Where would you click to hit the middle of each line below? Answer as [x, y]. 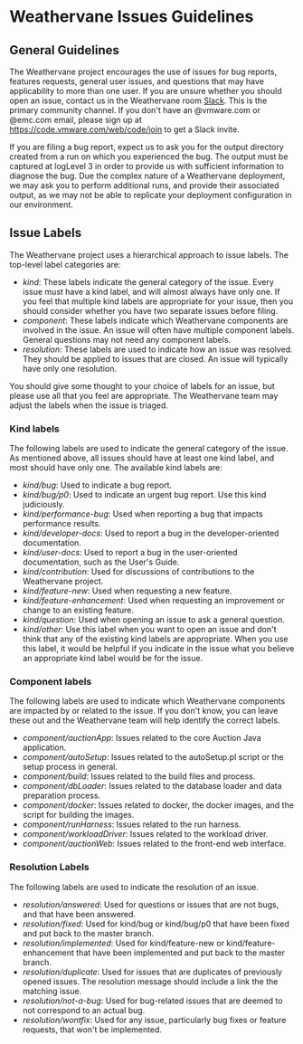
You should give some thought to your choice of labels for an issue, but [142, 385]
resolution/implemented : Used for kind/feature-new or [123, 943]
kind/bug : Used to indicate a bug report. [97, 485]
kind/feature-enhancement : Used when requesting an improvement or [153, 601]
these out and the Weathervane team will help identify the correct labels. [145, 720]
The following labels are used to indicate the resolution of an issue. [134, 887]
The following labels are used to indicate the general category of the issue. [149, 449]
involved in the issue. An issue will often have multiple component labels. [158, 330]
